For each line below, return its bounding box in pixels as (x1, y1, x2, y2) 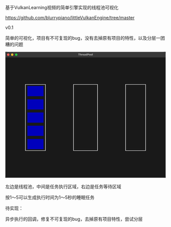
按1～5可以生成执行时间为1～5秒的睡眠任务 (5, 194, 95, 200)
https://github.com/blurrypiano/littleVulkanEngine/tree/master (5, 15, 135, 20)
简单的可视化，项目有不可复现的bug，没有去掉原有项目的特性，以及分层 (5, 35, 156, 41)
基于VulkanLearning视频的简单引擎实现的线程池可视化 (5, 5, 119, 10)
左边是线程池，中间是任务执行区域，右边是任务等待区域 (5, 183, 121, 189)
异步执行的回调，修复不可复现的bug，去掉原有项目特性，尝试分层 (5, 216, 143, 222)
